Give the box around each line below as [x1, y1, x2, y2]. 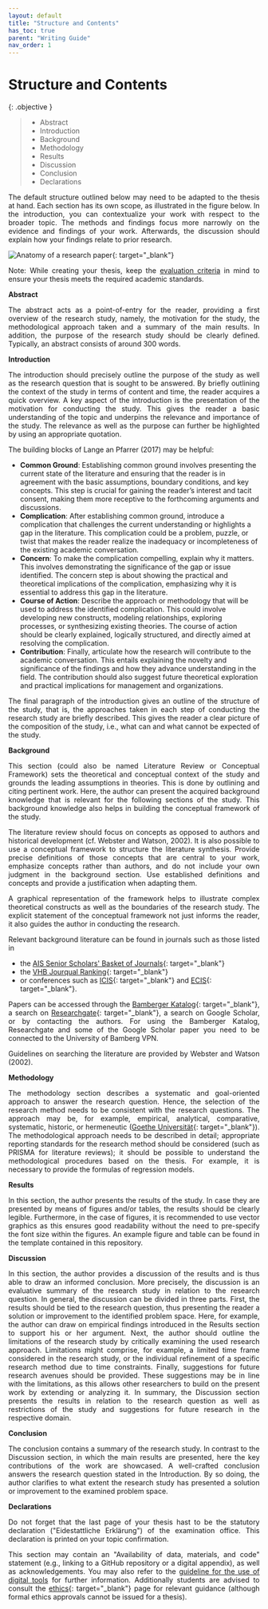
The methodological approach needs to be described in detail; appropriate [8, 1131, 260, 1141]
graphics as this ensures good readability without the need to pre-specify [8, 1221, 260, 1231]
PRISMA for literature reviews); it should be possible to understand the [8, 1148, 260, 1157]
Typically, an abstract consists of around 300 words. [8, 339, 181, 349]
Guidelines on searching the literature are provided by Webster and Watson [8, 1049, 260, 1058]
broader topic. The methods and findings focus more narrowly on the [8, 218, 260, 227]
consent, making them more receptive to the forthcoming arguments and [19, 494, 259, 504]
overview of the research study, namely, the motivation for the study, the [8, 314, 260, 323]
